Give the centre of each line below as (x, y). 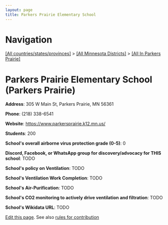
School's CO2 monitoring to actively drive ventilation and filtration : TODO (84, 198)
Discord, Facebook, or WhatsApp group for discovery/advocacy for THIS (83, 153)
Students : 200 (20, 133)
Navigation (29, 40)
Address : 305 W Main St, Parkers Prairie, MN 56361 (59, 104)
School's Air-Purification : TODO (40, 188)
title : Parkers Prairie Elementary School (51, 15)
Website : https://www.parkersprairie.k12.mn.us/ (55, 124)
